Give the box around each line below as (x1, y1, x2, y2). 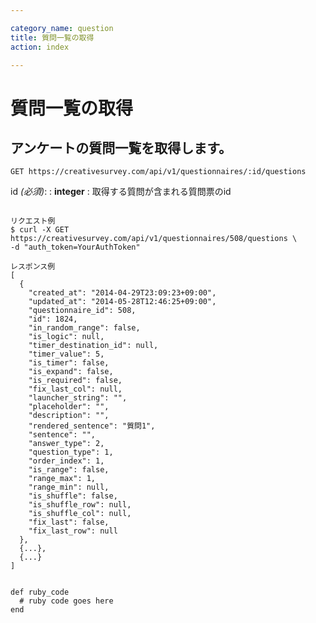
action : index (10, 42, 70, 52)
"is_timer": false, (28, 358, 110, 368)
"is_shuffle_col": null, (28, 509, 132, 519)
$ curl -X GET (10, 225, 70, 235)
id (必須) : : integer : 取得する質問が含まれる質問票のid (10, 186, 232, 198)
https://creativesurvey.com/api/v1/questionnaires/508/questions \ (10, 234, 298, 244)
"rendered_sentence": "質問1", (28, 421, 156, 431)
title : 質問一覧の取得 (10, 32, 95, 43)
